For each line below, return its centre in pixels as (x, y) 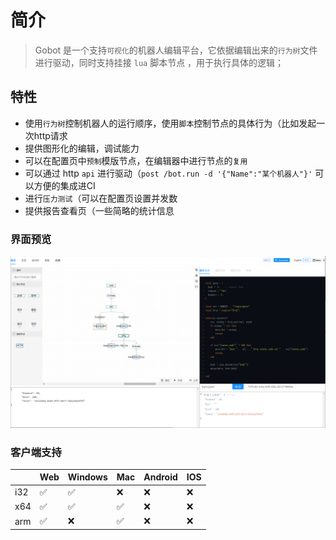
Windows (87, 477)
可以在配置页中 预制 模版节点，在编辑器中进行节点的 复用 (136, 160)
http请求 (50, 135)
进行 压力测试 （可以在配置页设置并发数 (101, 198)
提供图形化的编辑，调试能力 (82, 148)
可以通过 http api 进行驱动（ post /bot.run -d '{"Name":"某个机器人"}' (168, 173)
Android (160, 477)
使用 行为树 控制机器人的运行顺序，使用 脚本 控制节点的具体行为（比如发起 (170, 123)
